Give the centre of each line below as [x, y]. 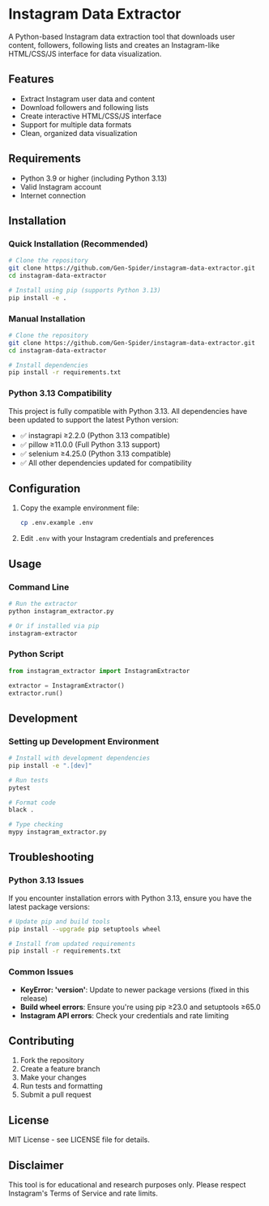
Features [31, 79]
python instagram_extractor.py [61, 611]
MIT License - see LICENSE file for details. [79, 1140]
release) [34, 998]
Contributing [41, 1040]
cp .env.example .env [56, 523]
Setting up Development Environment [84, 741]
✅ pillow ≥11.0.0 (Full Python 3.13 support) [90, 444]
